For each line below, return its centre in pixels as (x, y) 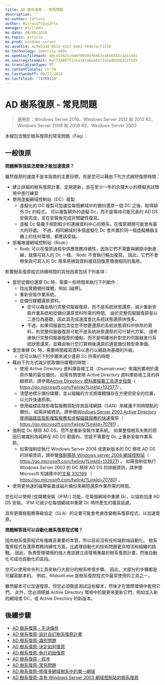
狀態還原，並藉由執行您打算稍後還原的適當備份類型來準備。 (92, 343)
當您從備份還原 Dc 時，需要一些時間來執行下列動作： (66, 282)
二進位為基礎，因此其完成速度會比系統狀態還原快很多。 (83, 319)
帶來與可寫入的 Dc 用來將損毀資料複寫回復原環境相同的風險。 (82, 261)
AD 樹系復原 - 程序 (31, 659)
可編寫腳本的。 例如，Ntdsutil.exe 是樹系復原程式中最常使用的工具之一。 (79, 575)
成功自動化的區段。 (33, 558)
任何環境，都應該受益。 (56, 236)
